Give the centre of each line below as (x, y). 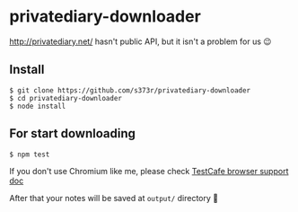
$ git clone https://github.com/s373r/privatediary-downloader (130, 90)
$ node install (38, 106)
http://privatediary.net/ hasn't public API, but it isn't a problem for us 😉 (140, 41)
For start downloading (73, 133)
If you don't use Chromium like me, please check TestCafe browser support (149, 171)
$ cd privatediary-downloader (66, 98)
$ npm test (30, 155)
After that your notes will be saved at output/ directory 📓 (114, 198)
